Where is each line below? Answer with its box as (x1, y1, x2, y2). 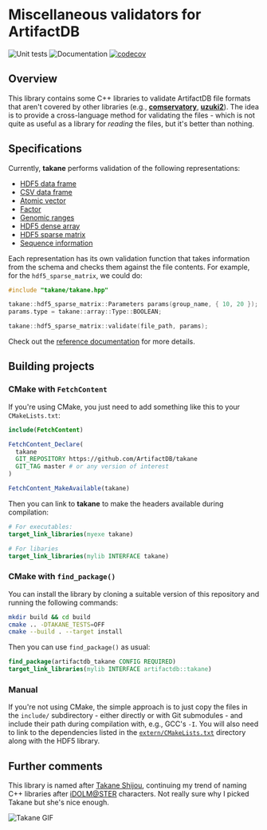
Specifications (8, 142, 82, 156)
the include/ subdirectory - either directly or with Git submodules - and (8, 711, 243, 721)
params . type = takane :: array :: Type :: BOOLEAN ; (8, 308, 162, 316)
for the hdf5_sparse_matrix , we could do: (8, 270, 143, 280)
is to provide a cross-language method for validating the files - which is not (8, 110, 255, 120)
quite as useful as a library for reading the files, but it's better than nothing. (8, 118, 255, 129)
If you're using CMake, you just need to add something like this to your (8, 402, 241, 411)
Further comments (8, 759, 103, 772)
